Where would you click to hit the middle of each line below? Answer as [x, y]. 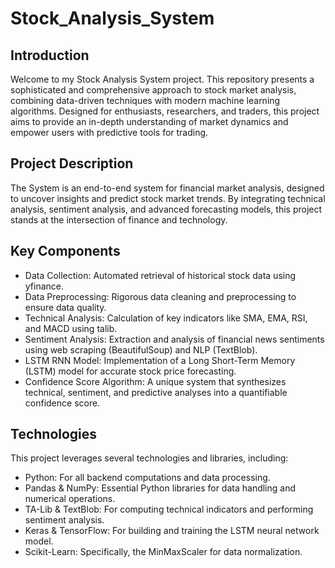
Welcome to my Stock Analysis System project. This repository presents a [162, 79]
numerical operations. [70, 499]
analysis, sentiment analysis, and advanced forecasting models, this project [166, 209]
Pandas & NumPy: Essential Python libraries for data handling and [160, 488]
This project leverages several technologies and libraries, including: [149, 458]
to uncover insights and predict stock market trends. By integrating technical [168, 198]
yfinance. [44, 286]
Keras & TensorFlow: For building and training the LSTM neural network [172, 531]
